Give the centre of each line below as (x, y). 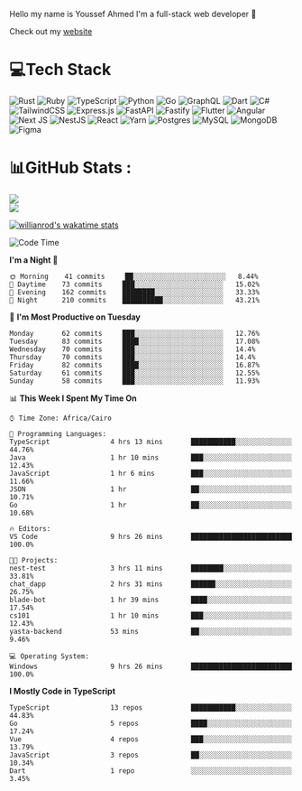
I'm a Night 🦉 (34, 260)
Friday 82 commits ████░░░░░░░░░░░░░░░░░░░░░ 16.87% (134, 365)
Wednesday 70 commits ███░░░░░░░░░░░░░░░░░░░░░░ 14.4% (133, 349)
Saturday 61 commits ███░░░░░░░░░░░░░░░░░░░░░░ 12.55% (134, 373)
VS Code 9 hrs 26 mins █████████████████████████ (151, 536)
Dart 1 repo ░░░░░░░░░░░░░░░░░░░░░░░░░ (151, 771)
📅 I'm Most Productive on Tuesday (75, 317)
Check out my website (51, 31)
